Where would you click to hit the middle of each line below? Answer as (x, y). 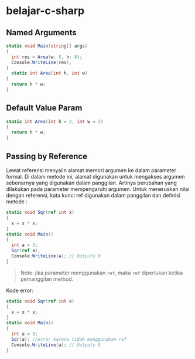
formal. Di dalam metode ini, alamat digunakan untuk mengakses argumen (96, 177)
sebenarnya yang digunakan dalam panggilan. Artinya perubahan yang (92, 183)
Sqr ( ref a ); (26, 251)
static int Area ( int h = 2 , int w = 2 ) (55, 122)
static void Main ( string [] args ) (47, 46)
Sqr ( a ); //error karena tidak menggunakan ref (69, 339)
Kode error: (20, 290)
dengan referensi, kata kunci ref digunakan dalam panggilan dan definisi (93, 195)
